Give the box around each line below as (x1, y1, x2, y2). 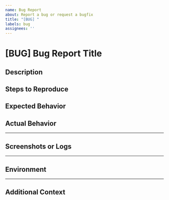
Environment (5, 165, 47, 174)
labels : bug (5, 21, 30, 27)
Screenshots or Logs (5, 142, 72, 151)
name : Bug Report (5, 7, 42, 13)
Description (5, 68, 43, 76)
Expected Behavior (5, 102, 66, 111)
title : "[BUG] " (5, 17, 39, 22)
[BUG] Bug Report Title (5, 48, 102, 59)
